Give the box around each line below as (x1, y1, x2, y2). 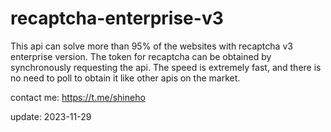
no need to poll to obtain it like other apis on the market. (10, 72, 241, 84)
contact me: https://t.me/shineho (10, 91, 146, 103)
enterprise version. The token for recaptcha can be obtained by (10, 50, 272, 62)
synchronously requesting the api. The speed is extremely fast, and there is (10, 61, 322, 73)
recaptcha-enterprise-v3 (10, 7, 224, 30)
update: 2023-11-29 (10, 110, 92, 122)
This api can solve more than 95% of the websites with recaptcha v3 (10, 40, 293, 52)
